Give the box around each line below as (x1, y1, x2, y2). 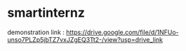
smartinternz (7, 5, 86, 21)
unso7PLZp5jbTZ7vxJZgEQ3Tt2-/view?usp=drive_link (7, 35, 164, 43)
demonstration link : (7, 28, 65, 36)
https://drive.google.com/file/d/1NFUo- (65, 28, 179, 36)
